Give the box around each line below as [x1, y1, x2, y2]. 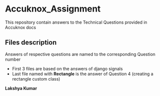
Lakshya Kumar [5, 85, 37, 91]
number [5, 56, 21, 62]
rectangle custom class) [12, 76, 61, 82]
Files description [5, 39, 57, 47]
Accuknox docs [5, 24, 36, 30]
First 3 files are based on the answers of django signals [12, 66, 123, 71]
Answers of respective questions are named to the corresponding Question [5, 51, 156, 57]
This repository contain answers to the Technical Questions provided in [5, 19, 147, 25]
